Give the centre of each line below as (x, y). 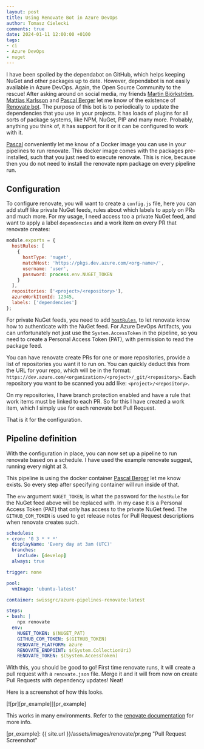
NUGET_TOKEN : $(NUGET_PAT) (51, 633)
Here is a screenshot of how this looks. (55, 692)
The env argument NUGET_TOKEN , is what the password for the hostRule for (97, 496)
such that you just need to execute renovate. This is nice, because (113, 157)
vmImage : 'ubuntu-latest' (45, 589)
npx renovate (34, 622)
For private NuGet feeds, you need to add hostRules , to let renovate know (98, 320)
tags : (13, 40)
